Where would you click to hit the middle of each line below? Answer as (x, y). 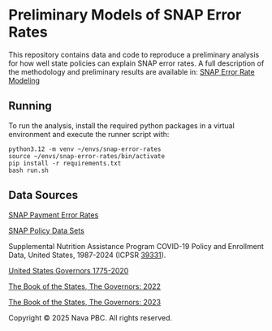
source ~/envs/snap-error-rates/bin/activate (86, 156)
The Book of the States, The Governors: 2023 (84, 302)
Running (30, 106)
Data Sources (43, 195)
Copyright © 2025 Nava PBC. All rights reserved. (91, 317)
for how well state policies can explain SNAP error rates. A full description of (136, 63)
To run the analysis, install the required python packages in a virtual (122, 125)
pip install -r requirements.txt (65, 163)
